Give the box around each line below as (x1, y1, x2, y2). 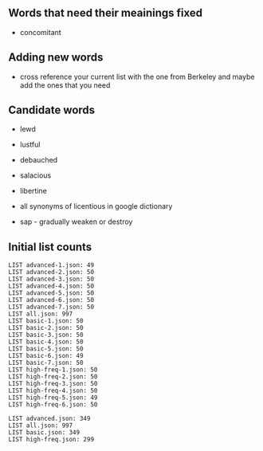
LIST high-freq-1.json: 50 (8, 366, 98, 374)
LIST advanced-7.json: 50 (8, 303, 94, 312)
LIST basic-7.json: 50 (8, 359, 84, 367)
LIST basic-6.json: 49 (8, 352, 84, 360)
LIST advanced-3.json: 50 (8, 275, 94, 284)
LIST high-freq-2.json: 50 (8, 373, 98, 381)
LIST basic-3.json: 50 (8, 331, 84, 339)
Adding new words (8, 51, 104, 65)
